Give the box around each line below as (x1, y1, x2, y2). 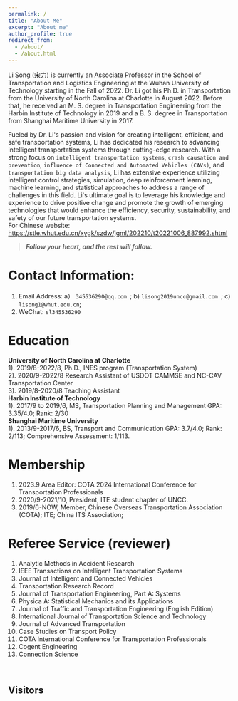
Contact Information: (8, 268, 135, 284)
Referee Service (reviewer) (8, 535, 171, 551)
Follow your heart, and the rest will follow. (25, 242, 152, 251)
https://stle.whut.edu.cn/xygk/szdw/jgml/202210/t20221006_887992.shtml (8, 229, 228, 237)
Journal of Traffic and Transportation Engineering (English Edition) (18, 604, 214, 613)
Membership (8, 457, 86, 472)
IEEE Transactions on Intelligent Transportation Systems (18, 566, 183, 575)
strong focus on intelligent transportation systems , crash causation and (8, 152, 229, 161)
